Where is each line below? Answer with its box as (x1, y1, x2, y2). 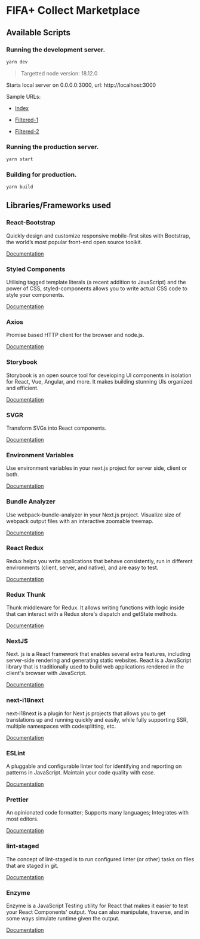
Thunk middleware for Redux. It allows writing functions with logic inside (6, 604, 185, 611)
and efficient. (6, 384, 39, 391)
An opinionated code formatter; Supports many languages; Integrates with (6, 809, 189, 816)
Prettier (6, 795, 29, 804)
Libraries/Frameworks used (6, 200, 112, 211)
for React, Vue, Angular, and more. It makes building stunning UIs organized (6, 378, 193, 385)
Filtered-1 (14, 116, 39, 123)
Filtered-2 (14, 127, 39, 135)
